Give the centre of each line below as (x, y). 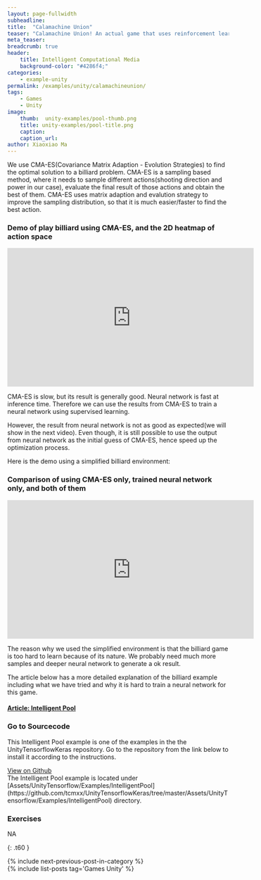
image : (17, 112)
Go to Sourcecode (39, 727)
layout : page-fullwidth (42, 14)
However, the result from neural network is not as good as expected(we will (117, 425)
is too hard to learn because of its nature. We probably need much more (112, 656)
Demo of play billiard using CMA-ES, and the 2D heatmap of (111, 228)
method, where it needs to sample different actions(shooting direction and (115, 180)
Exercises (25, 819)
